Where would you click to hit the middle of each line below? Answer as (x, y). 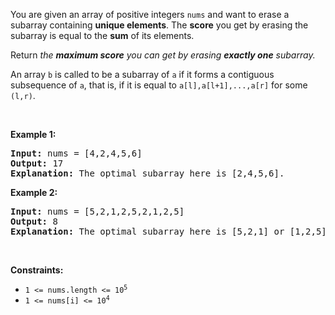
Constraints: (37, 270)
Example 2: (34, 192)
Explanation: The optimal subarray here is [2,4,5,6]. (147, 173)
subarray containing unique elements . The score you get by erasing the (159, 25)
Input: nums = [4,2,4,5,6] (76, 153)
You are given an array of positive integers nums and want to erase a (150, 14)
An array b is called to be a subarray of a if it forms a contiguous (142, 74)
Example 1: (33, 134)
